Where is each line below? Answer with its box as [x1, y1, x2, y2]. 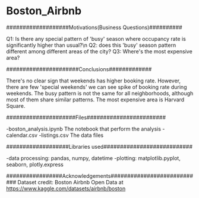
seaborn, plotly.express [6, 161, 64, 168]
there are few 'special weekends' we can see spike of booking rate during [6, 83, 187, 90]
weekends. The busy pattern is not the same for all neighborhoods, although [6, 90, 194, 97]
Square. [6, 102, 26, 109]
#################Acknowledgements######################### [6, 172, 193, 179]
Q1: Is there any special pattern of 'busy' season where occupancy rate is [6, 35, 186, 42]
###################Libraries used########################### [6, 143, 193, 150]
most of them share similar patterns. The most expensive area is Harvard [6, 96, 185, 103]
